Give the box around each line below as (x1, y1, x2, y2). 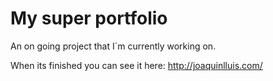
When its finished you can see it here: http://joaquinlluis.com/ (10, 59, 263, 71)
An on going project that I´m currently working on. (10, 40, 217, 52)
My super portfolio (10, 7, 168, 30)
